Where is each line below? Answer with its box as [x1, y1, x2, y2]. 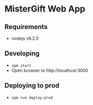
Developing [4, 49, 40, 58]
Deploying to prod [4, 81, 60, 90]
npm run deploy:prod [11, 95, 53, 100]
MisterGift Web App [4, 3, 85, 15]
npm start [11, 63, 32, 68]
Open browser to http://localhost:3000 [11, 67, 89, 73]
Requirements [4, 23, 48, 31]
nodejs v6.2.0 [11, 35, 39, 41]
